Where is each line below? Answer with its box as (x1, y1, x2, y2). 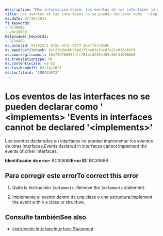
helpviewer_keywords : (5, 34, 49, 39)
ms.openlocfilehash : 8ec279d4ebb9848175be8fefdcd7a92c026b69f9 (5, 47, 136, 52)
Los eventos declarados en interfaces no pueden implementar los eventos (5, 138, 153, 143)
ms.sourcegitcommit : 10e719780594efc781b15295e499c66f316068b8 (5, 52, 136, 57)
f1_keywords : (5, 20, 32, 26)
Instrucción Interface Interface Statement (12, 226, 94, 232)
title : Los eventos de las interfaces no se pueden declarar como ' (5, 12, 147, 16)
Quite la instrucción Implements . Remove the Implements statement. (12, 185, 146, 190)
